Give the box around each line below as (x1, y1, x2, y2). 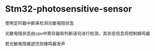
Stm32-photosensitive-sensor (5, 3, 132, 15)
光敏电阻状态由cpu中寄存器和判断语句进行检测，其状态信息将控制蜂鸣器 (5, 30, 151, 36)
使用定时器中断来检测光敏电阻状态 (5, 20, 74, 26)
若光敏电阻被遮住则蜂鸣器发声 (5, 40, 65, 47)
